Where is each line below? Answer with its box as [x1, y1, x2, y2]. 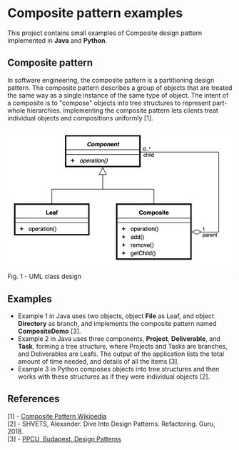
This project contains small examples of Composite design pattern [7, 29, 203, 37]
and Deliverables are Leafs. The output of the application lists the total [17, 349, 225, 358]
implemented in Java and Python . [7, 36, 108, 44]
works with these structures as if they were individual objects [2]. [17, 372, 210, 381]
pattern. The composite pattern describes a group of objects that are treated [7, 83, 233, 92]
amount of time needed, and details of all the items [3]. [17, 357, 180, 365]
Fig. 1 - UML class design [7, 272, 82, 281]
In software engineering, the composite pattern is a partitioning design [7, 76, 215, 84]
